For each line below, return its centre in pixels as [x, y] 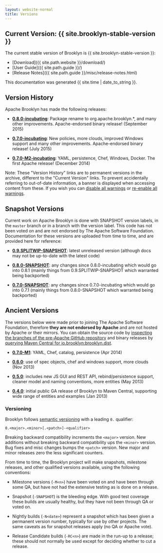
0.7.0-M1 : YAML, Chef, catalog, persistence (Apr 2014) [67, 352]
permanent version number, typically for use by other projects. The [79, 521]
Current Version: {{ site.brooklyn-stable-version [80, 34]
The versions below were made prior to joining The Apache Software [74, 322]
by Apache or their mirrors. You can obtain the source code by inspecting [79, 332]
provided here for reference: [33, 241]
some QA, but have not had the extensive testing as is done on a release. [85, 487]
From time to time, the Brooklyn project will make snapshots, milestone [76, 462]
